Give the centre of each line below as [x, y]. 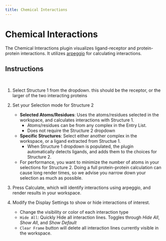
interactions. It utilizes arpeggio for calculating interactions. [81, 53]
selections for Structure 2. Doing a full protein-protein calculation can [90, 168]
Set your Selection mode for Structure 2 [53, 105]
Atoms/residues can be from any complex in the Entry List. [87, 125]
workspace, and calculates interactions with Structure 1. [77, 120]
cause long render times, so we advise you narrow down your [83, 173]
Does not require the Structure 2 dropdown [71, 131]
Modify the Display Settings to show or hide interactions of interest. [81, 203]
